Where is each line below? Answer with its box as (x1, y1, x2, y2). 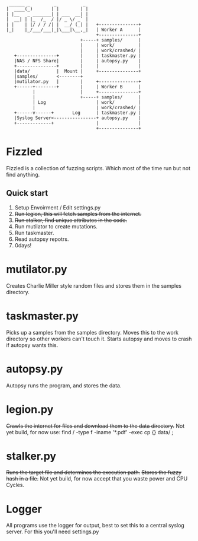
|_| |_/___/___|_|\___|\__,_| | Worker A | (6, 27, 142, 33)
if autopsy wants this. (6, 341, 59, 348)
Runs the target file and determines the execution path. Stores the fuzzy (6, 469, 182, 476)
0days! (14, 241, 32, 249)
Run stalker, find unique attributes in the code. (14, 217, 128, 224)
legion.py (6, 402, 54, 416)
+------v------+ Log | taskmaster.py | (14, 110, 142, 116)
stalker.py (6, 449, 57, 463)
